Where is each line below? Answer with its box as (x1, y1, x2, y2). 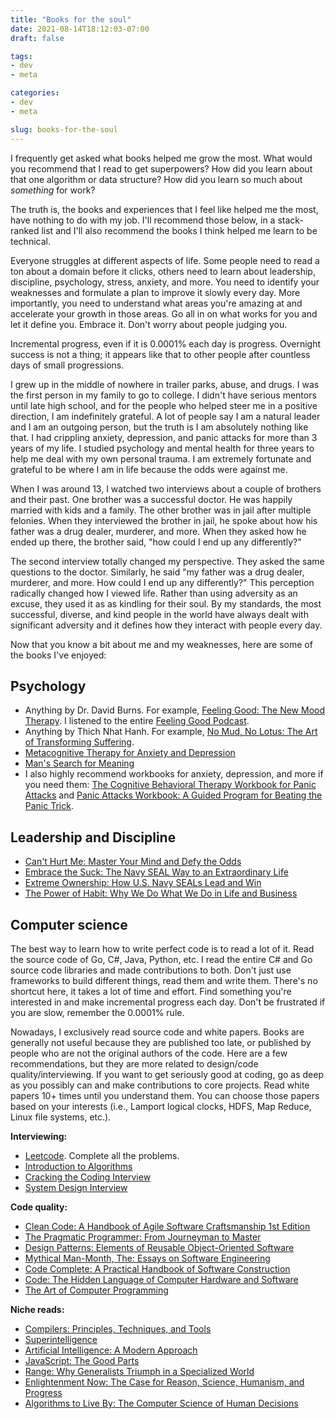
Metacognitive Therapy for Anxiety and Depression (24, 747, 236, 759)
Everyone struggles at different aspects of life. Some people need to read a (10, 254, 320, 266)
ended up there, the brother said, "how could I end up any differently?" (10, 536, 302, 548)
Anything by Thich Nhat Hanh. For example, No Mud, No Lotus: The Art (24, 726, 318, 738)
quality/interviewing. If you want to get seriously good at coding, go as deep (10, 1068, 324, 1080)
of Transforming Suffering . (24, 736, 135, 748)
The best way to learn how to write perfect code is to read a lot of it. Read (10, 942, 315, 955)
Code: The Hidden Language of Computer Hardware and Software (24, 1273, 299, 1285)
